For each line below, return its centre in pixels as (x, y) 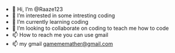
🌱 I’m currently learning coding (50, 22)
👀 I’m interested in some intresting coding (63, 15)
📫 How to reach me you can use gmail (60, 35)
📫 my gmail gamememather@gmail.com (62, 44)
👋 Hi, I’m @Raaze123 (37, 9)
